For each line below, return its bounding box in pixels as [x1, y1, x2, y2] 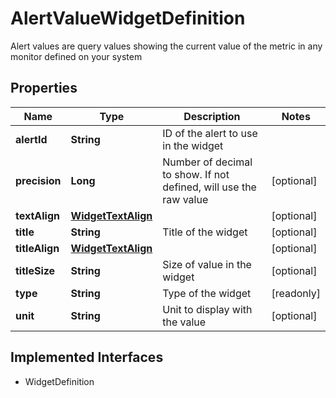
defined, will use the [162, 180, 257, 194]
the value [162, 315, 207, 329]
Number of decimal [162, 155, 253, 169]
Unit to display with [162, 302, 253, 316]
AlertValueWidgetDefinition [10, 7, 246, 30]
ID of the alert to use [162, 126, 258, 140]
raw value [162, 192, 209, 206]
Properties [10, 80, 78, 97]
